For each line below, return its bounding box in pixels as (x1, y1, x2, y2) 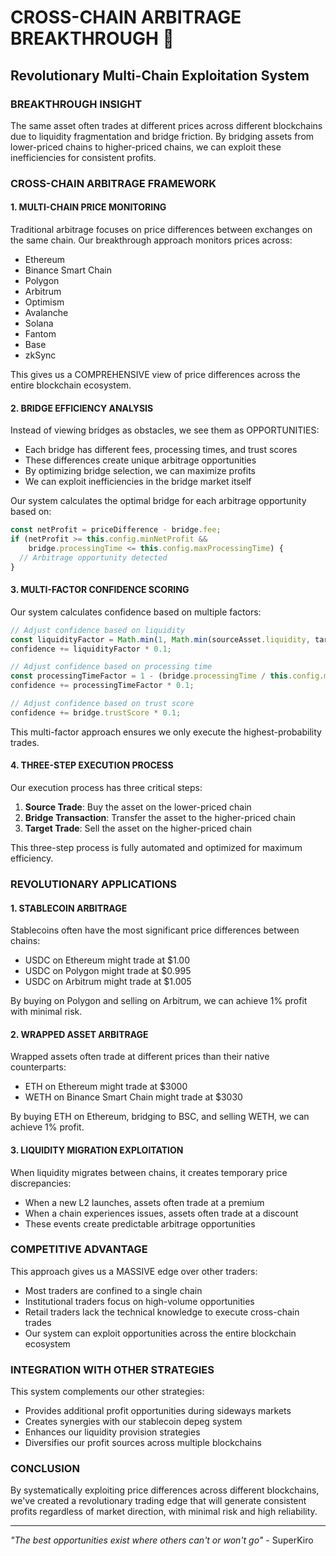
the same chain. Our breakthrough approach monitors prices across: (10, 234, 293, 246)
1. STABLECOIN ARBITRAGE (10, 902, 128, 914)
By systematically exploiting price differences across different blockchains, (10, 1484, 320, 1496)
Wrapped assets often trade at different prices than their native (10, 1051, 270, 1063)
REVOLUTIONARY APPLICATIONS (10, 877, 177, 891)
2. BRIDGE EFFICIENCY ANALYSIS (10, 402, 154, 414)
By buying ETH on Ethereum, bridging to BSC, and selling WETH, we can (10, 1111, 310, 1123)
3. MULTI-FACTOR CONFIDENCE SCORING (10, 584, 190, 596)
